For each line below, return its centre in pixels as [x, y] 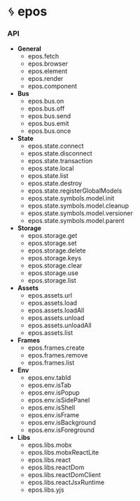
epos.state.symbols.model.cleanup [78, 206]
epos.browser [48, 64]
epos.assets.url [50, 296]
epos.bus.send [49, 116]
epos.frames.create [56, 348]
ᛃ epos [27, 12]
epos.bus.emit [48, 124]
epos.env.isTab [49, 385]
